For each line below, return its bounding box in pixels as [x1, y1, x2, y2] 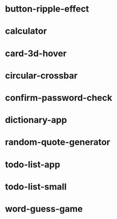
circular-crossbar [5, 70, 78, 81]
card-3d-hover [5, 48, 67, 59]
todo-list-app [5, 159, 60, 170]
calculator [5, 26, 47, 37]
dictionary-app [5, 115, 67, 126]
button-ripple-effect [5, 3, 89, 15]
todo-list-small [5, 181, 67, 192]
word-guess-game [5, 203, 83, 214]
